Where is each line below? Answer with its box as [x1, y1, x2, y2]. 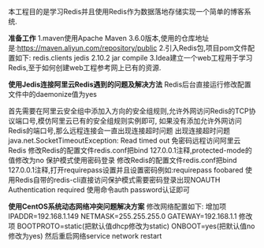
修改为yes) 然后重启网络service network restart [8, 231, 162, 240]
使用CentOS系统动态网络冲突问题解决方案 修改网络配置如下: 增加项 [8, 202, 227, 211]
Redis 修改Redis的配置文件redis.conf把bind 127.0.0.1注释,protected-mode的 [8, 146, 252, 155]
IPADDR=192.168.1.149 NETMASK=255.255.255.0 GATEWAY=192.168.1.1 [8, 212, 237, 220]
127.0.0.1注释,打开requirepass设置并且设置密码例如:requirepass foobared [8, 165, 244, 175]
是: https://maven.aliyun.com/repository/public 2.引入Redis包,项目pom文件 [8, 43, 248, 53]
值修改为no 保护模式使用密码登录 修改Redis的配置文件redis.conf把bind [8, 156, 238, 165]
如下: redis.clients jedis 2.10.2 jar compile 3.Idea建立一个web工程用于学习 [14, 54, 253, 62]
